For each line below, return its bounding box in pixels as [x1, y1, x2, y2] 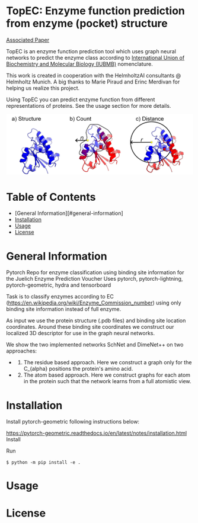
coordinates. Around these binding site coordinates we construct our [6, 323, 174, 331]
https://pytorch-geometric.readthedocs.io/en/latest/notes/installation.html [6, 429, 187, 437]
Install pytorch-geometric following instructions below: [6, 418, 140, 425]
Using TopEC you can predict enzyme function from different [6, 96, 155, 103]
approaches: [6, 348, 37, 355]
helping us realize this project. [6, 84, 80, 91]
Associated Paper [6, 36, 50, 43]
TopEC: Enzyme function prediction [6, 4, 185, 18]
